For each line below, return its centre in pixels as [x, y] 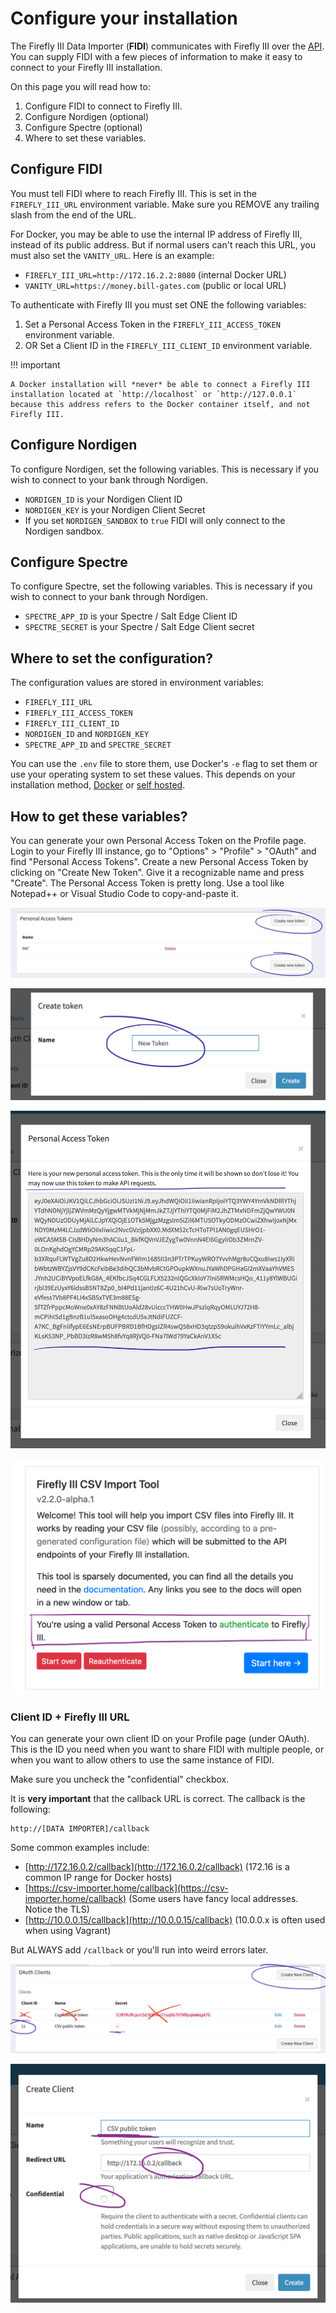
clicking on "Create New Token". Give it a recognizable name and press [157, 872]
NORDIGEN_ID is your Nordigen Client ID [103, 499]
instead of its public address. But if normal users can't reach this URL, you [163, 244]
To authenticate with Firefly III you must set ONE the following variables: [158, 304]
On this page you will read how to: [80, 86]
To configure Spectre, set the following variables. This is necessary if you [161, 586]
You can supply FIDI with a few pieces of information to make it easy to [156, 56]
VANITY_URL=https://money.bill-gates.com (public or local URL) [155, 285]
